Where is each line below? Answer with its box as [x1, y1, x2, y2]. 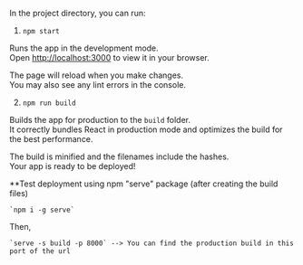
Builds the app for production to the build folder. [9, 115, 191, 125]
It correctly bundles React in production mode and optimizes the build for [9, 124, 283, 135]
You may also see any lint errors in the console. [9, 80, 186, 90]
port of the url [9, 247, 71, 256]
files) [9, 188, 29, 198]
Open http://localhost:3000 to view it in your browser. [9, 52, 210, 62]
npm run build [22, 99, 76, 108]
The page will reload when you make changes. [9, 70, 184, 80]
